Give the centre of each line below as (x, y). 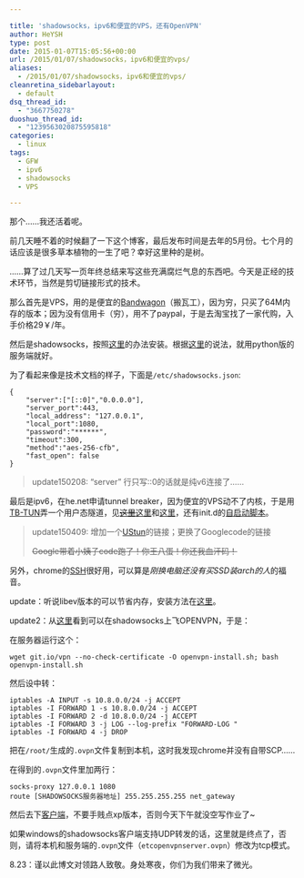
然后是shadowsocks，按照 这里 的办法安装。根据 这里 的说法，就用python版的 (152, 344)
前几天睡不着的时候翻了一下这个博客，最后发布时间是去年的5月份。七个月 (147, 241)
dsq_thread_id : (38, 102)
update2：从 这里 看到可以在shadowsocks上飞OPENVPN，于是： (130, 621)
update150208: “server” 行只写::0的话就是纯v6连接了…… (137, 482)
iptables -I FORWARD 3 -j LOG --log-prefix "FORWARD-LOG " (124, 724)
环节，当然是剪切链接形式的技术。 (81, 283)
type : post (30, 43)
